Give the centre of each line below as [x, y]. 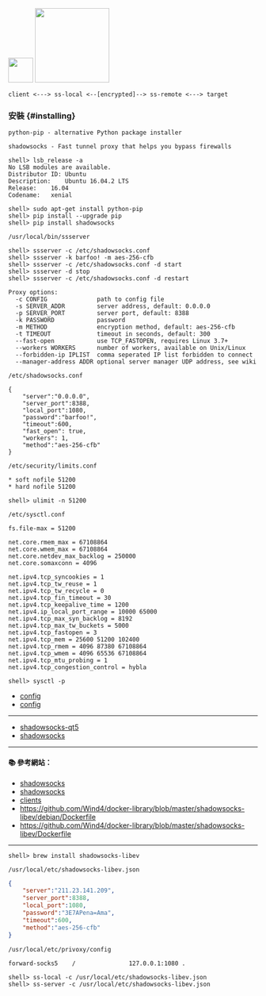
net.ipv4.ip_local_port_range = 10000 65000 [83, 612]
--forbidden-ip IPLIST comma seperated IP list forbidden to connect [134, 355]
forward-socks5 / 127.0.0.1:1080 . [97, 963]
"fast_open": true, [55, 432]
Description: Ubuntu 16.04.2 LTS [68, 182]
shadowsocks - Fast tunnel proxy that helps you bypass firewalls [120, 147]
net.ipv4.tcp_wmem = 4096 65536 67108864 [78, 654]
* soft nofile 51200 [42, 480]
